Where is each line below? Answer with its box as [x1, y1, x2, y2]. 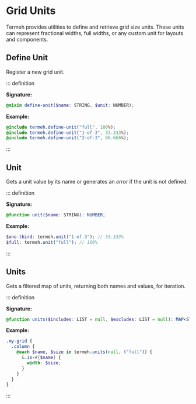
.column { [11, 344, 35, 350]
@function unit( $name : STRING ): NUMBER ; [6, 212, 106, 218]
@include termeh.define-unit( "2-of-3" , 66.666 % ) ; [6, 135, 129, 141]
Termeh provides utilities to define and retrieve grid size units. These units [6, 23, 184, 30]
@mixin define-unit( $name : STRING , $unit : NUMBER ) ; [6, 102, 134, 108]
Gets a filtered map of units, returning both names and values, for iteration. [6, 282, 185, 289]
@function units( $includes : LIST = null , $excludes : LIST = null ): [6, 316, 174, 322]
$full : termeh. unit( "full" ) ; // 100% [6, 239, 98, 245]
